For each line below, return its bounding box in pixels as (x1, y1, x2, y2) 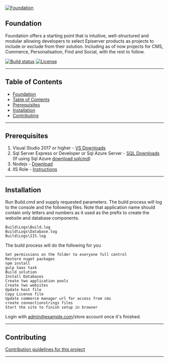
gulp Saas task (5, 265, 37, 270)
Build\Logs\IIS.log (5, 234, 46, 239)
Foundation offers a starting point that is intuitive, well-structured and (5, 33, 149, 39)
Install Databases (5, 274, 44, 279)
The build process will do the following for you (5, 242, 102, 248)
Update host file (5, 287, 42, 293)
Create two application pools (5, 279, 69, 284)
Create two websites (5, 283, 49, 288)
